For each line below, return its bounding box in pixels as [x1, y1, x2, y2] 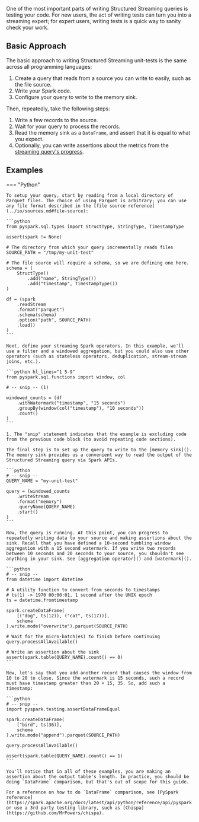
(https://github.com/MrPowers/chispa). [6, 810, 105, 816]
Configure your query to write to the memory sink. [14, 93, 137, 100]
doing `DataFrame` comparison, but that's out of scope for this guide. [6, 779, 190, 785]
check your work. [6, 24, 49, 31]
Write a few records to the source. [14, 116, 98, 123]
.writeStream [17, 493, 49, 499]
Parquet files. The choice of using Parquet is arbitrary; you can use [6, 197, 187, 203]
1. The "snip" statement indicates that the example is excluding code [6, 431, 187, 437]
